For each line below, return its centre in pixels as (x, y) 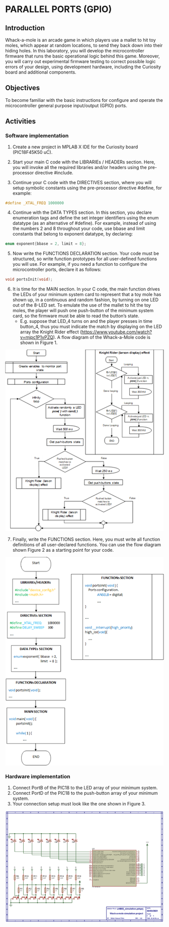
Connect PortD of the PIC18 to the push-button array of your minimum (85, 793)
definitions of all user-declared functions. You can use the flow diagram (87, 544)
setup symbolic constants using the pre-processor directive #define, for (87, 188)
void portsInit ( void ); (29, 279)
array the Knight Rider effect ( (51, 332)
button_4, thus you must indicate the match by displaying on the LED (91, 327)
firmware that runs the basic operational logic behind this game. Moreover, (82, 56)
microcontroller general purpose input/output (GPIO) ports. (66, 105)
